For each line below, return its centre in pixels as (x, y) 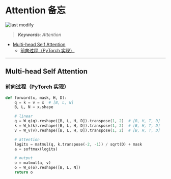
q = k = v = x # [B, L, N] (44, 102)
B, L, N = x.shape (34, 107)
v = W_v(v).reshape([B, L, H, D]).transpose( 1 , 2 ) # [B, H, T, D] (87, 130)
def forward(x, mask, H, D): (36, 98)
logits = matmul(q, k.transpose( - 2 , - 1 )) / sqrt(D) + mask (78, 144)
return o (24, 172)
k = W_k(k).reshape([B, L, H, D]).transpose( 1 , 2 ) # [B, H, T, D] (87, 126)
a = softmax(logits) (36, 149)
